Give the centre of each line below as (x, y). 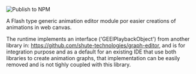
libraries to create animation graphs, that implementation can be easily (93, 58)
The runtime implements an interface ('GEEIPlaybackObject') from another (98, 39)
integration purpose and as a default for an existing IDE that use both (91, 52)
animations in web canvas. (39, 27)
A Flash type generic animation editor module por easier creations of (91, 21)
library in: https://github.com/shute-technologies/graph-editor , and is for (96, 45)
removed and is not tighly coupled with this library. (69, 64)
